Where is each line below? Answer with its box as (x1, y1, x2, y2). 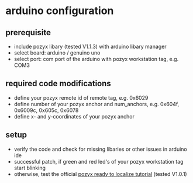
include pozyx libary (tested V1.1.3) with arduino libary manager (13, 43, 167, 50)
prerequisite (5, 28, 51, 38)
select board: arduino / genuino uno (13, 49, 101, 56)
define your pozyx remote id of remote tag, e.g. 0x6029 (13, 94, 149, 101)
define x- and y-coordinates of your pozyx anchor (13, 113, 135, 120)
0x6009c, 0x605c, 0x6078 (13, 107, 79, 114)
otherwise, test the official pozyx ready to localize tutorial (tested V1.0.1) (13, 170, 188, 177)
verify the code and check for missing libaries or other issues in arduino (13, 145, 188, 152)
